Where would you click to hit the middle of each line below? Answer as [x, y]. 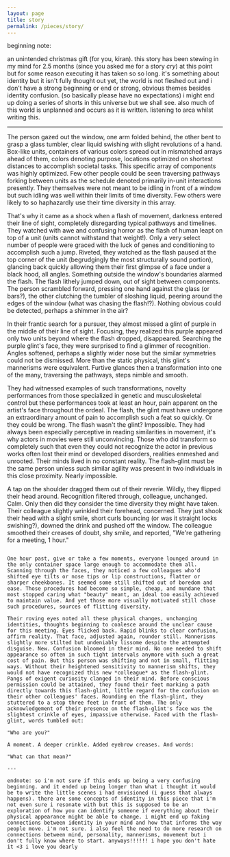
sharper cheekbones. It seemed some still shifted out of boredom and [110, 583]
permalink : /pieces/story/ [46, 26]
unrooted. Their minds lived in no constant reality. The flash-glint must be [111, 461]
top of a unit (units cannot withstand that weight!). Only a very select [104, 238]
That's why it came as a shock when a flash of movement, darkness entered [115, 216]
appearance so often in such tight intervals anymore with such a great [113, 655]
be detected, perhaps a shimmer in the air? [68, 311]
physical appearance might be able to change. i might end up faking [108, 817]
